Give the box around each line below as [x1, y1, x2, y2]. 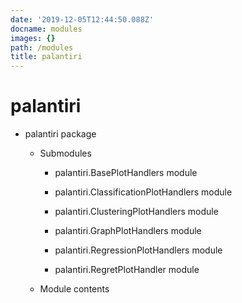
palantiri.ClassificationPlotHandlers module [54, 186, 233, 198]
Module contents [39, 283, 110, 295]
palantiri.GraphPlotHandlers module [54, 225, 202, 237]
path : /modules [10, 42, 74, 53]
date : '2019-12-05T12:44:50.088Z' [10, 14, 155, 25]
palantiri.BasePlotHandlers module [54, 167, 198, 179]
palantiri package [24, 128, 97, 140]
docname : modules [10, 24, 83, 34]
